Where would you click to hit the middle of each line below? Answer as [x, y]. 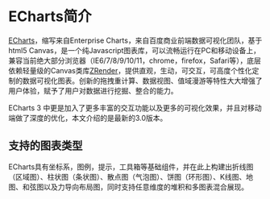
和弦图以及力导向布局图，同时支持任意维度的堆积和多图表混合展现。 [135, 187]
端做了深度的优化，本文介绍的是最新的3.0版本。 [88, 118]
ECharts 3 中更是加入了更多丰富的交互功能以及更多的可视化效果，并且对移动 [135, 108]
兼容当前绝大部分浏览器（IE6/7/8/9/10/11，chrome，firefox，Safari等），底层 [135, 60]
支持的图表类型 [46, 146]
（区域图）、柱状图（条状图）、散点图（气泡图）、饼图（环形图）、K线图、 [127, 176]
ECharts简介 [50, 17]
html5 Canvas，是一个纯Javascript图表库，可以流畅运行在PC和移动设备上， [134, 50]
